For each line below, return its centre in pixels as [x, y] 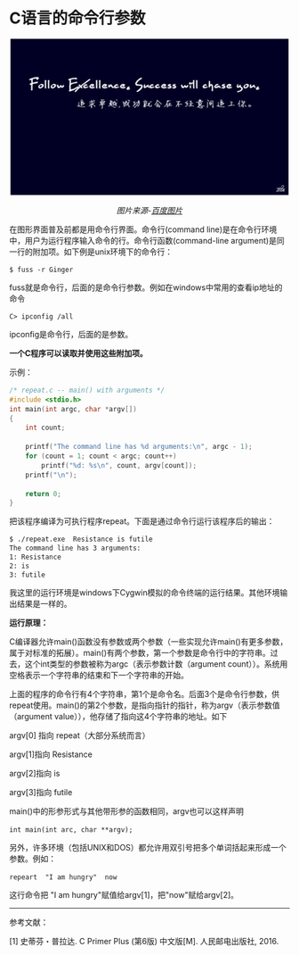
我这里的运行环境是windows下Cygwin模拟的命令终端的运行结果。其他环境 [145, 593]
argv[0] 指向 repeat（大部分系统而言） [80, 735]
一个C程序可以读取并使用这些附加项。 [79, 353]
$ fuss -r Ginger [41, 270]
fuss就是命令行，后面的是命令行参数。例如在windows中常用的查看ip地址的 [146, 287]
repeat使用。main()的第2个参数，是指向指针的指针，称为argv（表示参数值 [145, 705]
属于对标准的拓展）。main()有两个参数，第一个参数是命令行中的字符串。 [140, 653]
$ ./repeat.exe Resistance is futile [81, 540]
